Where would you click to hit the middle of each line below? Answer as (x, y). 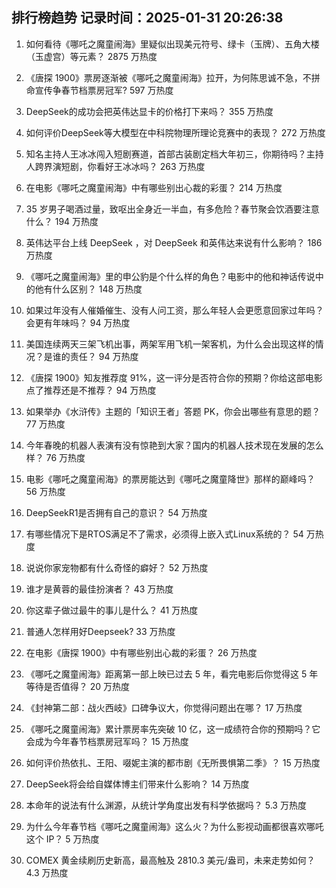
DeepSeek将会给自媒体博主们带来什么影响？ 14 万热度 (137, 784)
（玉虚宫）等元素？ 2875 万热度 (91, 56)
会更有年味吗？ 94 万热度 (78, 322)
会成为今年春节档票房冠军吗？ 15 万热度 (107, 741)
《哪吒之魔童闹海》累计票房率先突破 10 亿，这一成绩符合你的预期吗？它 (173, 729)
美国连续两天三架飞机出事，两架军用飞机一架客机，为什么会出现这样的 (170, 344)
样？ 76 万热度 (55, 457)
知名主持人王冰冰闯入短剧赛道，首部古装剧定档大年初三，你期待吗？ (166, 154)
